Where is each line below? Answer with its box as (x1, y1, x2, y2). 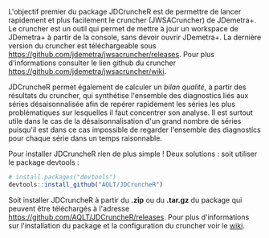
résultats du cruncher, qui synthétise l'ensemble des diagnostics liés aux (8, 91, 249, 100)
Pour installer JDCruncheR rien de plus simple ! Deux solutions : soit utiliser (8, 149, 258, 158)
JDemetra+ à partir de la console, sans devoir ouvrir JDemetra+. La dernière (8, 32, 262, 42)
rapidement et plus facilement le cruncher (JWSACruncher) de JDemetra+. (8, 15, 257, 25)
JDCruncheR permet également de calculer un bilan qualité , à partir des (8, 82, 247, 92)
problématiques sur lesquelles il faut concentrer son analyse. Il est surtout (8, 108, 253, 117)
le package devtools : (8, 158, 79, 167)
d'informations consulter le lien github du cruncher (8, 58, 177, 68)
